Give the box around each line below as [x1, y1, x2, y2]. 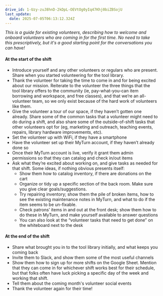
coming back [12, 249, 38, 255]
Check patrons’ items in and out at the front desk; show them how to [19, 206, 157, 212]
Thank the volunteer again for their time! [12, 285, 93, 291]
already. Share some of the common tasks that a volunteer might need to [12, 113, 158, 119]
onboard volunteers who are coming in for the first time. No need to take [5, 35, 150, 40]
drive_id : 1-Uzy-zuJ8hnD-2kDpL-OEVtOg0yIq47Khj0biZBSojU [5, 7, 123, 12]
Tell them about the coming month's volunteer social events [12, 280, 132, 286]
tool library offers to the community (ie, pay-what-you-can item [12, 88, 139, 93]
